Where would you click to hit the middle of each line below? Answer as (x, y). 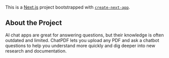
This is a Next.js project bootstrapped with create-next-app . (68, 7)
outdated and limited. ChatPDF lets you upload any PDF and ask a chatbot (82, 40)
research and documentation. (36, 51)
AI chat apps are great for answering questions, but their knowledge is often (85, 35)
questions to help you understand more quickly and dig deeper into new (80, 45)
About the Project (34, 23)
